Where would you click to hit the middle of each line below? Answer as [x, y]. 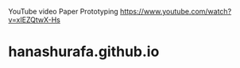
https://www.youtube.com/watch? [176, 11]
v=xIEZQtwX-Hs [35, 20]
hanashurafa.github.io [84, 52]
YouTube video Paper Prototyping [64, 11]
